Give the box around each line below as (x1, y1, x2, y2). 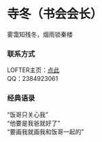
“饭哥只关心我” (7, 110, 49, 119)
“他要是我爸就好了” (7, 119, 61, 127)
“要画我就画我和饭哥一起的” (7, 128, 84, 136)
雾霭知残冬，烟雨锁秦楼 (7, 30, 73, 38)
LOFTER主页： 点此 (7, 66, 60, 74)
